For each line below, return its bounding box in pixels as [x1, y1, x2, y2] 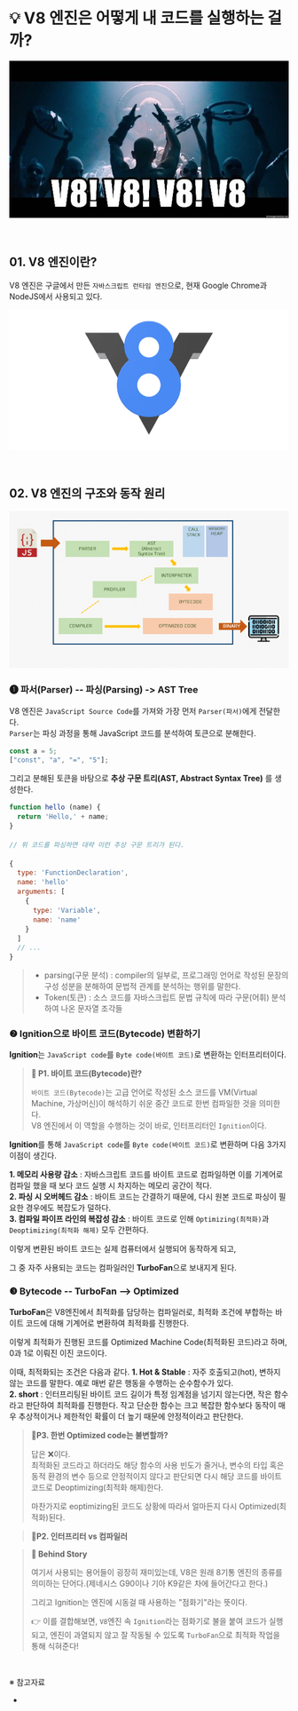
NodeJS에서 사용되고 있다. [9, 290, 103, 302]
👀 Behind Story [30, 1549, 88, 1559]
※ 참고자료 [9, 1676, 46, 1687]
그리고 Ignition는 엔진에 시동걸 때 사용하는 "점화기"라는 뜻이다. [30, 1596, 248, 1607]
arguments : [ [17, 887, 66, 897]
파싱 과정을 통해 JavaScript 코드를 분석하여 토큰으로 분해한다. [42, 727, 256, 738]
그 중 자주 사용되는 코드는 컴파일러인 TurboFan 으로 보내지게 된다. [9, 1263, 237, 1273]
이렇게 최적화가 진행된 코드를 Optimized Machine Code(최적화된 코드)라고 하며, [9, 1336, 288, 1347]
